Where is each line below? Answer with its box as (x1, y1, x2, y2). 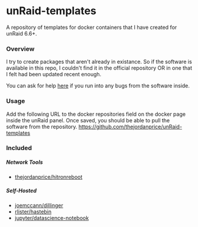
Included (6, 144, 33, 152)
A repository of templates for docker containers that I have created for (6, 24, 177, 31)
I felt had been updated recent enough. (6, 71, 102, 78)
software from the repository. (6, 123, 78, 130)
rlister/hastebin (14, 208, 52, 215)
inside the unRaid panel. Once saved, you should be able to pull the (6, 116, 170, 124)
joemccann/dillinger (14, 202, 64, 209)
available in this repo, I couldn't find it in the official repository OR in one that (6, 64, 193, 72)
